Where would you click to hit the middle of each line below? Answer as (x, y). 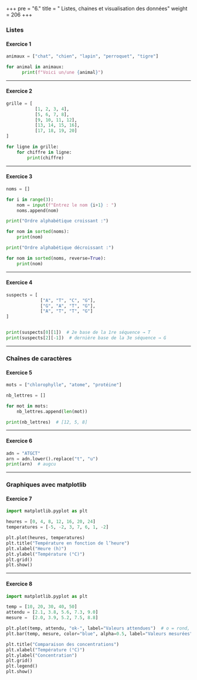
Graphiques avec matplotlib (46, 485)
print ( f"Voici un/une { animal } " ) (62, 72)
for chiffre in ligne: (44, 152)
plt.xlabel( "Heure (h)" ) (36, 549)
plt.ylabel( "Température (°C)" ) (45, 554)
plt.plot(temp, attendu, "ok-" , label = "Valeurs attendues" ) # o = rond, (98, 628)
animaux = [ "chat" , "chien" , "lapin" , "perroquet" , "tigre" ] (82, 56)
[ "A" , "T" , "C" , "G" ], (68, 300)
